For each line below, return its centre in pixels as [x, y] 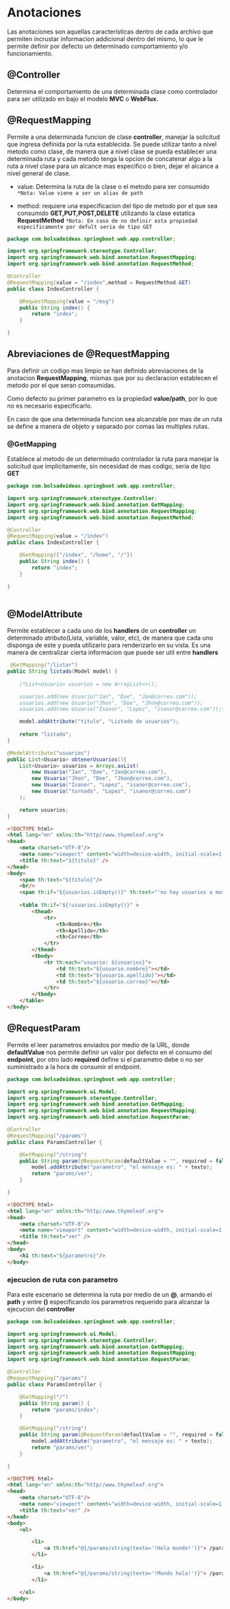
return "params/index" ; [65, 1410]
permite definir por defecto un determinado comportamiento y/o [98, 46]
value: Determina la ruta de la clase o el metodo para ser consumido [113, 186]
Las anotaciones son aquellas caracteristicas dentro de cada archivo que [110, 32]
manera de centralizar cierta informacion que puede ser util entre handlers [113, 653]
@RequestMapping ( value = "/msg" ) [67, 301]
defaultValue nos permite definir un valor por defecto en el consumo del [110, 1052]
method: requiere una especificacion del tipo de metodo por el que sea [117, 205]
